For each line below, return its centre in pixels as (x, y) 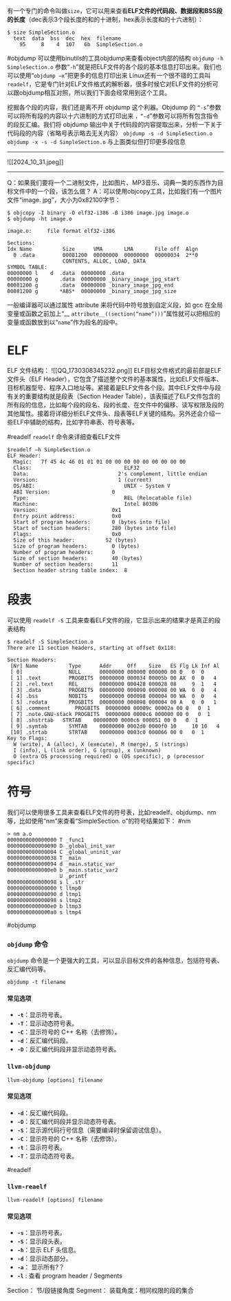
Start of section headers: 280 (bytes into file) (95, 528)
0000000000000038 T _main (44, 858)
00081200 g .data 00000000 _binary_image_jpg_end (90, 285)
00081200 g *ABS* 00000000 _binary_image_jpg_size (92, 291)
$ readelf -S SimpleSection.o (51, 642)
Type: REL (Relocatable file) (103, 498)
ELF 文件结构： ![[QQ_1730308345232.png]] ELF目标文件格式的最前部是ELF (114, 370)
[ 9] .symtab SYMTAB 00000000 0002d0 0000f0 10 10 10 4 (115, 726)
